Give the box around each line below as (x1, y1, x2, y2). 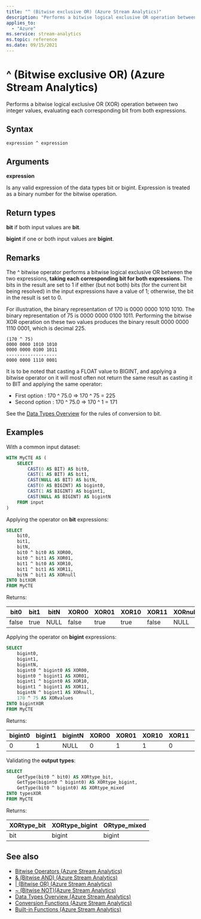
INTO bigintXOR (6, 700, 44, 706)
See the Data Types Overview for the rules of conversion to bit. (6, 410, 162, 417)
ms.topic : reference (6, 37, 58, 43)
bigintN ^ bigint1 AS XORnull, (17, 690, 95, 696)
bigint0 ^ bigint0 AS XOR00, (17, 667, 90, 674)
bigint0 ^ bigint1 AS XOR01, (17, 673, 90, 679)
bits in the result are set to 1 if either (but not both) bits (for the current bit (6, 281, 187, 288)
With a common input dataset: (6, 443, 81, 450)
